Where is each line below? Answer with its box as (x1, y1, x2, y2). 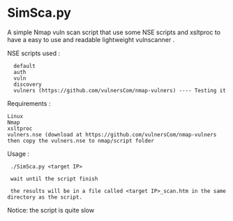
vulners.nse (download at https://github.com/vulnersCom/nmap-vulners (7, 131, 217, 138)
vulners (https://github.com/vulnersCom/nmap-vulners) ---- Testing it (13, 87, 227, 94)
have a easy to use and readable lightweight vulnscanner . (7, 35, 175, 43)
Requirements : (7, 99, 51, 108)
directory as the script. (7, 194, 82, 201)
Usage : (7, 149, 30, 158)
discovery (13, 80, 42, 88)
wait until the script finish (10, 175, 98, 183)
